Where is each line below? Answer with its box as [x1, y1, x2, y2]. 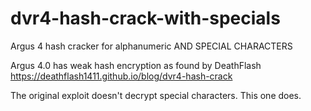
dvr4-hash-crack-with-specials [10, 7, 281, 30]
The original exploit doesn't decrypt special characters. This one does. [10, 89, 302, 101]
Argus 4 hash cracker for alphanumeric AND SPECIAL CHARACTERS [10, 40, 293, 52]
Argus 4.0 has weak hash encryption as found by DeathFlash [10, 59, 262, 71]
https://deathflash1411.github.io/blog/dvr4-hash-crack [10, 70, 233, 82]
